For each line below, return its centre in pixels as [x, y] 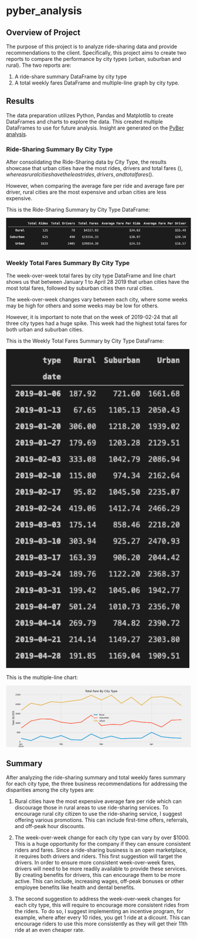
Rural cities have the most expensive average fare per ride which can [98, 801]
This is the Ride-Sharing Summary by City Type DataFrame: [78, 210]
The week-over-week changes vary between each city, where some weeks [97, 300]
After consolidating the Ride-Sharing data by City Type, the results [86, 162]
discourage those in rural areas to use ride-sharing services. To [91, 808]
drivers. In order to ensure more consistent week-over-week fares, [95, 863]
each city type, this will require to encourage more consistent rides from [102, 905]
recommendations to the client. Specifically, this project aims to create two [96, 53]
